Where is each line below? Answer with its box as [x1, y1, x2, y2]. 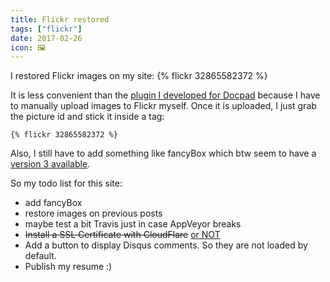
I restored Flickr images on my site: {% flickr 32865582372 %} [10, 70, 268, 82]
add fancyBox [24, 197, 83, 209]
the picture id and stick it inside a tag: [10, 111, 165, 123]
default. [24, 250, 57, 262]
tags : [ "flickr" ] [10, 24, 83, 34]
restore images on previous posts [24, 207, 163, 220]
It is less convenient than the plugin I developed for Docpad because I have [10, 89, 321, 101]
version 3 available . [10, 158, 91, 170]
